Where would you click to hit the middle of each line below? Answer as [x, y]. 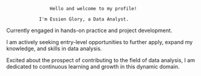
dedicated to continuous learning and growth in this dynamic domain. [93, 67]
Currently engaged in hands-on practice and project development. [89, 30]
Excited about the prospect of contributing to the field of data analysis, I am [101, 60]
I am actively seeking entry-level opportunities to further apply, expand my [100, 42]
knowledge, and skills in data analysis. [54, 49]
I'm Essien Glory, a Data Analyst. [84, 19]
